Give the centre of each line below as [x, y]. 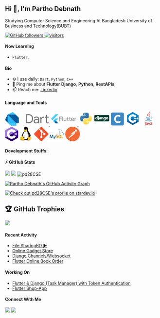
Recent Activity [21, 235]
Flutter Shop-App [29, 288]
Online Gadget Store [33, 251]
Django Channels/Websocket [41, 256]
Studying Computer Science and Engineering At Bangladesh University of [79, 20]
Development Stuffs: [26, 151]
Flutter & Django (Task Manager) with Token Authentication [71, 283]
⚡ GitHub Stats [20, 162]
